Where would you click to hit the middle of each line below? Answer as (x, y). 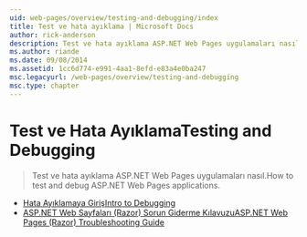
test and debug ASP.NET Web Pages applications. (126, 185)
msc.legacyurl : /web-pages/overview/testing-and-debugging (124, 77)
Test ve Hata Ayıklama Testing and (141, 131)
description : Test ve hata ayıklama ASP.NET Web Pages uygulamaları (143, 43)
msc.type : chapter (44, 86)
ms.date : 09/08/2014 (49, 60)
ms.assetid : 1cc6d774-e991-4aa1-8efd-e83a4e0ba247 (108, 69)
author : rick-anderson (53, 35)
